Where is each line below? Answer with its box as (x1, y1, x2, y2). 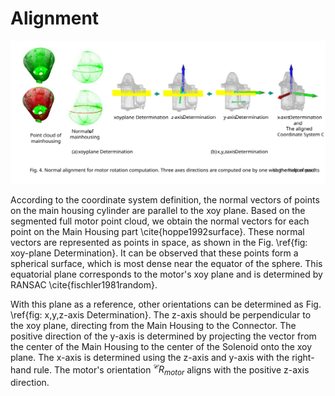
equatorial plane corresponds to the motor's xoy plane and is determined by (10, 268, 323, 280)
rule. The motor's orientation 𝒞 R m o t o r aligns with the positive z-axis (33, 362, 310, 378)
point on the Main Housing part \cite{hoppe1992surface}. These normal (10, 225, 305, 237)
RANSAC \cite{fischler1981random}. (10, 278, 158, 291)
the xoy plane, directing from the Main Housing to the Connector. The (10, 319, 297, 331)
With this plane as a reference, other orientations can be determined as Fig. (10, 298, 322, 310)
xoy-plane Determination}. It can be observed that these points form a (10, 247, 299, 259)
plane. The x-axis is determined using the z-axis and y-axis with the (10, 351, 290, 363)
